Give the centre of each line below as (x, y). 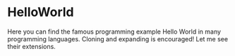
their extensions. (32, 46)
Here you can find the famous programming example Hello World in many (114, 31)
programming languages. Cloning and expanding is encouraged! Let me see (117, 38)
